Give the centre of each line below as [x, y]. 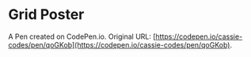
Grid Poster [46, 15]
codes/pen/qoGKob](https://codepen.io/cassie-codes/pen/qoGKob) [119, 44]
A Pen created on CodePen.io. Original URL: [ [82, 36]
